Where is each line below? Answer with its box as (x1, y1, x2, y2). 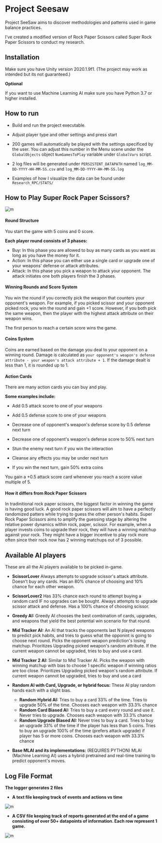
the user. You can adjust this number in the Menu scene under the (12, 146, 144, 152)
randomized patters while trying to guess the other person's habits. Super (5, 511, 152, 517)
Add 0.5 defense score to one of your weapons (12, 413, 106, 418)
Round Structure (5, 217, 39, 223)
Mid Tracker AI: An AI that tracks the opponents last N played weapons (12, 628, 155, 633)
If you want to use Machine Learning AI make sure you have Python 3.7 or (5, 90, 152, 96)
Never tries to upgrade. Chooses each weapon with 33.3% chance (19, 712, 152, 718)
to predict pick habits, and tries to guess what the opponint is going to (12, 632, 152, 639)
